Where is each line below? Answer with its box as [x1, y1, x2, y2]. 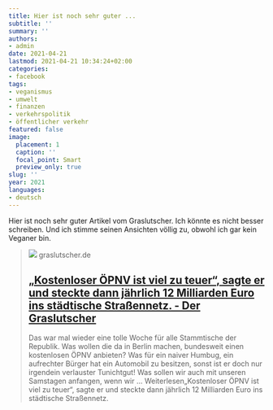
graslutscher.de [38, 250, 91, 260]
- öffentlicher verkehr [8, 118, 89, 126]
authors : [8, 34, 38, 43]
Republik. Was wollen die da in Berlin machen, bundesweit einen [28, 342, 245, 351]
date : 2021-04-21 [8, 50, 67, 58]
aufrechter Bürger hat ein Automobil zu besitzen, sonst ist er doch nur [28, 359, 262, 369]
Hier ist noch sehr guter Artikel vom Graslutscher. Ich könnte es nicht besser [8, 216, 264, 225]
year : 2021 [8, 178, 45, 187]
